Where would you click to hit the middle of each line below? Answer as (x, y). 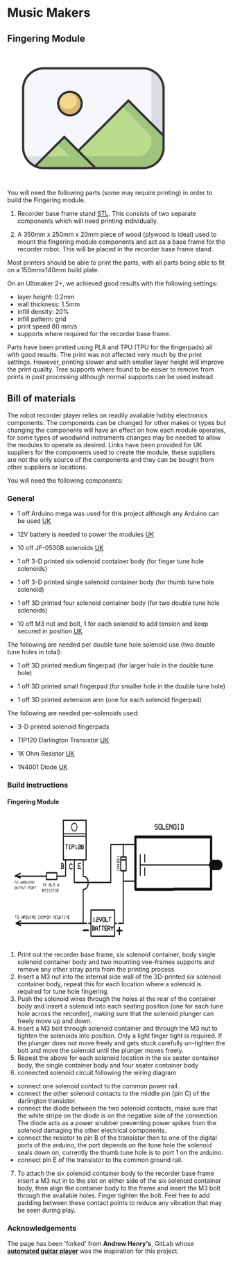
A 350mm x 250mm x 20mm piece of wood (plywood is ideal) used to (117, 234)
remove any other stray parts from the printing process (96, 970)
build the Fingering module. (46, 200)
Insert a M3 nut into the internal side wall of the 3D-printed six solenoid (119, 977)
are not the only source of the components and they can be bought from (111, 459)
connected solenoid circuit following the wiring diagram (97, 1073)
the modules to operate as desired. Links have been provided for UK (105, 445)
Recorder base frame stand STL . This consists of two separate (106, 214)
